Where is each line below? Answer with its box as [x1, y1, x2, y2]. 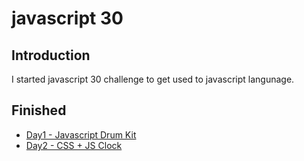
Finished [11, 102, 67, 119]
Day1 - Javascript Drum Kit [25, 128, 137, 141]
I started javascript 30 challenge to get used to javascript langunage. [11, 73, 295, 85]
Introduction [11, 47, 91, 64]
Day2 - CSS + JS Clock [25, 139, 123, 151]
